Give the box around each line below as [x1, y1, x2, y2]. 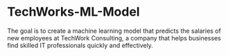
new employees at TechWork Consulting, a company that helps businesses [7, 33, 222, 42]
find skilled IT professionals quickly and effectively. [7, 41, 154, 49]
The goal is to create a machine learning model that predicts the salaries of [7, 27, 222, 35]
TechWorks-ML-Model [7, 4, 140, 20]
